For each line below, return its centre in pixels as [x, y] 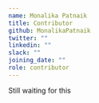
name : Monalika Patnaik [48, 16]
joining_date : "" [37, 61]
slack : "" [25, 53]
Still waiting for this [40, 90]
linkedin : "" [30, 46]
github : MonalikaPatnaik [49, 30]
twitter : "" [28, 38]
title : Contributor [41, 23]
